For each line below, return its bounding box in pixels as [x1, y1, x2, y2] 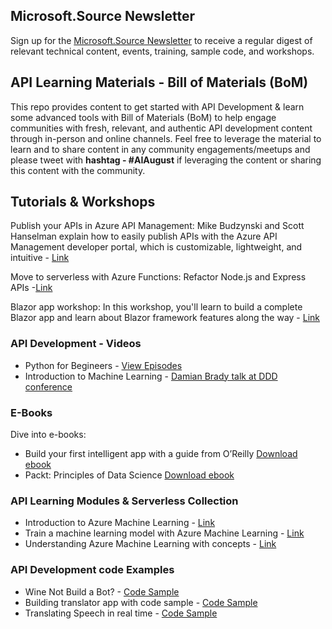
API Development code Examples [10, 563, 175, 577]
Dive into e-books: [10, 429, 87, 441]
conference [24, 380, 73, 393]
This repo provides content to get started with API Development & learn [10, 100, 305, 113]
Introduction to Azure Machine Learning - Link [24, 517, 216, 529]
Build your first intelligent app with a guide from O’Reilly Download [24, 448, 298, 460]
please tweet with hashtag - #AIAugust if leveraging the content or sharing [10, 154, 322, 166]
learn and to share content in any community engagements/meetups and [10, 143, 311, 155]
